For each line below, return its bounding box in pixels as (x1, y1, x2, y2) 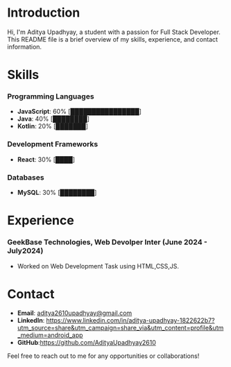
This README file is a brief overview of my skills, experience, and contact (7, 35, 219, 43)
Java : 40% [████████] (17, 114, 90, 123)
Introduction (7, 5, 80, 21)
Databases (7, 172, 44, 182)
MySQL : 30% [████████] (17, 189, 97, 197)
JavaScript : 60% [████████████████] (17, 108, 142, 116)
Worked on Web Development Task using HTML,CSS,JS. (17, 262, 179, 270)
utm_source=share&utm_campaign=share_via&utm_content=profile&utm (17, 324, 224, 332)
